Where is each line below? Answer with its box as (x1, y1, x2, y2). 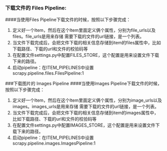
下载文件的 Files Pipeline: (5, 4, 67, 11)
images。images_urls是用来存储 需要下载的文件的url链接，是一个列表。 (12, 104, 160, 110)
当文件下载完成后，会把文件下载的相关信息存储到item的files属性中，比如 (12, 40, 161, 46)
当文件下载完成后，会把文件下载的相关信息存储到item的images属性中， (12, 110, 159, 116)
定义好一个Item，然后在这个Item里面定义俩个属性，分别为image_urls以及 (12, 97, 162, 103)
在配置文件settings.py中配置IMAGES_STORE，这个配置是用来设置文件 (12, 122, 156, 128)
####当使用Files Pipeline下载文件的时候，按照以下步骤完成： (5, 16, 131, 23)
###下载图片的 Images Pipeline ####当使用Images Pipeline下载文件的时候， (5, 81, 162, 87)
